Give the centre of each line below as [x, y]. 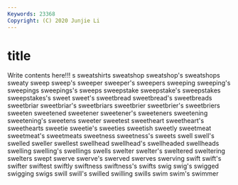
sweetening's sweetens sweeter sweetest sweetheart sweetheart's [106, 121]
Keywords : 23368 [31, 14]
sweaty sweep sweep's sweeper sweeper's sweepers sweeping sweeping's [119, 83]
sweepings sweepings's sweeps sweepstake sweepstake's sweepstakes [114, 90]
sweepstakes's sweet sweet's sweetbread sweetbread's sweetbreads [110, 98]
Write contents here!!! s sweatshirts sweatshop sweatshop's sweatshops [114, 75]
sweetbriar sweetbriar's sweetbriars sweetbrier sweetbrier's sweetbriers [114, 106]
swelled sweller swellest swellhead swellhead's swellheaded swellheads [113, 144]
